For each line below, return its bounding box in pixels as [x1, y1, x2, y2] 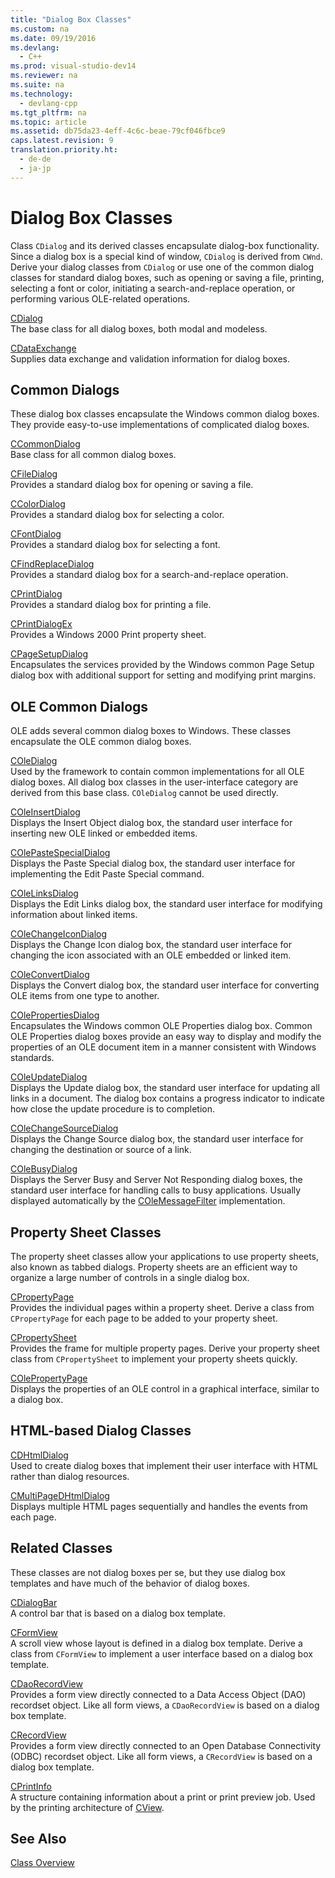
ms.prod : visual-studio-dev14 [10, 61, 137, 71]
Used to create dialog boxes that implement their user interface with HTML [10, 1459, 318, 1471]
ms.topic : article [10, 117, 87, 127]
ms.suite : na [10, 80, 65, 90]
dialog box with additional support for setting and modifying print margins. [10, 669, 317, 681]
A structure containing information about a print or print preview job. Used [10, 1791, 316, 1803]
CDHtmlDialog [10, 1449, 69, 1461]
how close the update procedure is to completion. [10, 1103, 215, 1115]
